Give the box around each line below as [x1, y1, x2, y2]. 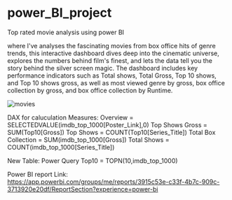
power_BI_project [7, 5, 112, 21]
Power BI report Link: [7, 170, 68, 178]
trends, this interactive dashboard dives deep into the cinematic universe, [7, 49, 219, 57]
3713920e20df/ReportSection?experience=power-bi [7, 185, 158, 193]
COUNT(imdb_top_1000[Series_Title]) [7, 143, 115, 151]
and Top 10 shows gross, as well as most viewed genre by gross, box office [7, 78, 226, 87]
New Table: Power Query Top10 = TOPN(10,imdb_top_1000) [7, 156, 178, 165]
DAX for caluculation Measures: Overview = [7, 113, 134, 122]
